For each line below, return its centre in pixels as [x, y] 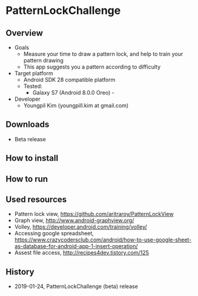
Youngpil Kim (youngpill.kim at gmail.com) [76, 106]
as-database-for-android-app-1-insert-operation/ [76, 246]
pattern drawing [44, 60]
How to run [27, 179]
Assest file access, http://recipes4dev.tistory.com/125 [81, 253]
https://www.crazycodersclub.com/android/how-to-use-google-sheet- [103, 240]
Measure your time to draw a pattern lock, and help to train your [103, 54]
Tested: [33, 86]
